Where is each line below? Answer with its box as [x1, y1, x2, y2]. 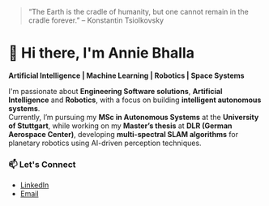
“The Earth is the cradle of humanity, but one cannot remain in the [28, 7, 249, 16]
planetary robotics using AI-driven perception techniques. [8, 138, 202, 148]
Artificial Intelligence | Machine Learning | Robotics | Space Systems [8, 71, 245, 80]
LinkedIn [19, 180, 49, 190]
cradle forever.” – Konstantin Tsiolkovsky [28, 15, 164, 25]
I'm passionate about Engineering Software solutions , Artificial [8, 86, 223, 96]
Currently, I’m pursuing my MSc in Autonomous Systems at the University [8, 112, 259, 122]
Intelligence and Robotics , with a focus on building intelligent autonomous [8, 95, 262, 105]
